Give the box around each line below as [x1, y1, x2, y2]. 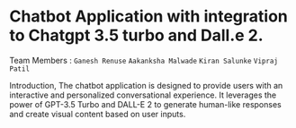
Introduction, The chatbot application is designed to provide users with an [9, 80, 283, 90]
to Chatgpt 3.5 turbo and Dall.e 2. [9, 25, 264, 46]
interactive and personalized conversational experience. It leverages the [9, 90, 277, 100]
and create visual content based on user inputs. [9, 108, 186, 119]
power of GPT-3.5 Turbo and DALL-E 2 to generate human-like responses [9, 98, 282, 109]
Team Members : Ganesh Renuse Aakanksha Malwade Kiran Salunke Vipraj [9, 55, 279, 65]
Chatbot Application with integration [9, 6, 288, 27]
